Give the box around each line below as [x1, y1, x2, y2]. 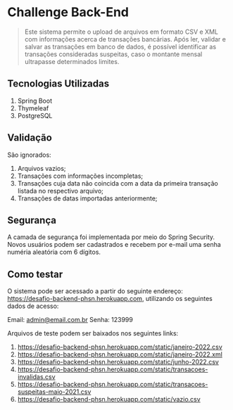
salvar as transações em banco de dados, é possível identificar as [24, 42, 217, 51]
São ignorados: [7, 150, 51, 159]
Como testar [7, 268, 63, 280]
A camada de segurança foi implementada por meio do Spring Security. [7, 233, 215, 241]
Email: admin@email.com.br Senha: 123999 [7, 316, 134, 324]
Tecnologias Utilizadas [7, 78, 110, 90]
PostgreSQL [17, 111, 53, 120]
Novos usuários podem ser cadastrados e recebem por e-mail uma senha [7, 241, 222, 249]
